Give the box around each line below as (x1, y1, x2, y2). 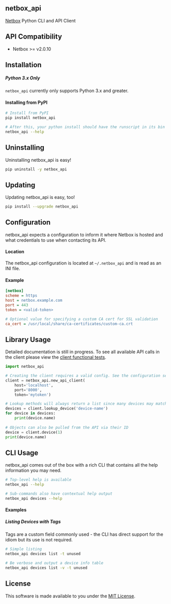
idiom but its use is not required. (5, 537, 73, 543)
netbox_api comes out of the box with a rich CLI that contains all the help (5, 462, 158, 468)
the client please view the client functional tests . (5, 354, 106, 360)
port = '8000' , (14, 387, 42, 392)
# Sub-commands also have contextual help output (5, 491, 113, 497)
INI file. (5, 266, 20, 272)
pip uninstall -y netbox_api (5, 166, 67, 172)
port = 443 (5, 302, 28, 307)
